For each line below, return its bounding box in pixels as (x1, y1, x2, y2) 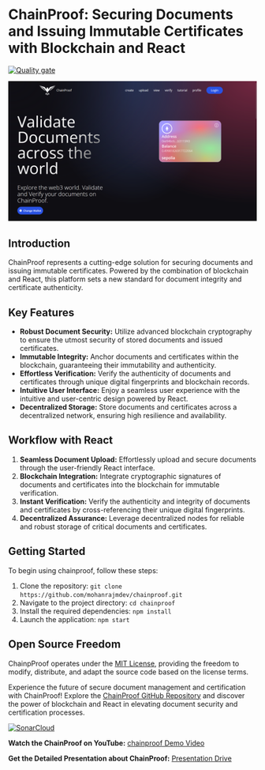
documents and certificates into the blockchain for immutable (19, 480, 220, 489)
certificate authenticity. (8, 283, 84, 293)
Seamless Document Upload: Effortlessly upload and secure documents (19, 455, 256, 464)
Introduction (8, 236, 71, 250)
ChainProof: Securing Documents (8, 6, 234, 24)
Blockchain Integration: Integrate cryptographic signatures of (19, 471, 222, 481)
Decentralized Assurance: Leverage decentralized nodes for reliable (19, 513, 244, 523)
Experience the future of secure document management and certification (8, 682, 246, 692)
